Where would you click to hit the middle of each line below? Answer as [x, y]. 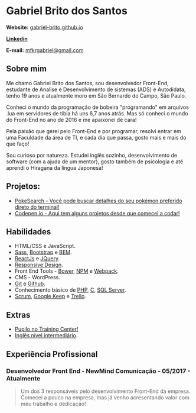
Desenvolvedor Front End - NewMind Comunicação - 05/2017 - [98, 371]
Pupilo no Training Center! [46, 329]
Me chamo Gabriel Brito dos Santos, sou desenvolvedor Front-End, [88, 83]
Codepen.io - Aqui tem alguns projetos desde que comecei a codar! [97, 213]
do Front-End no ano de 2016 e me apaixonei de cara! [71, 120]
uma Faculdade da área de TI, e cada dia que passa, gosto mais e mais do [96, 137]
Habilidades [29, 232]
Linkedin [17, 38]
